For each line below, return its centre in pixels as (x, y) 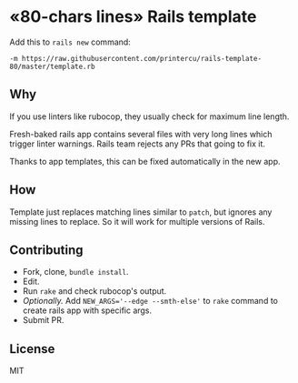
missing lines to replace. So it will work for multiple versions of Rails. (137, 221)
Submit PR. (43, 320)
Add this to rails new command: (70, 42)
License (32, 349)
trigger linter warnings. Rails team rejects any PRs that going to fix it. (138, 144)
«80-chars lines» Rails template (133, 17)
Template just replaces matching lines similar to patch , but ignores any (141, 212)
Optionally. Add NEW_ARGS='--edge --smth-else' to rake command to (150, 301)
